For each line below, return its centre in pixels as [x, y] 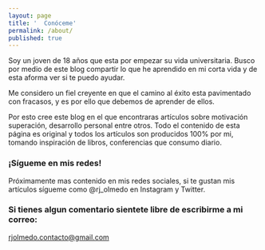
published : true [35, 38]
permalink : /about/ [41, 30]
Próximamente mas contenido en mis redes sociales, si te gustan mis [122, 181]
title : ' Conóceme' [43, 23]
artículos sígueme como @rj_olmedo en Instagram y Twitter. [107, 189]
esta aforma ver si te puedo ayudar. [67, 77]
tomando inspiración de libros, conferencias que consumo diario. [115, 143]
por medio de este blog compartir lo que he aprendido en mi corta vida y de [133, 69]
